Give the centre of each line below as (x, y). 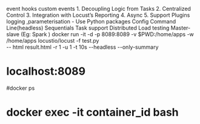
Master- (181, 28)
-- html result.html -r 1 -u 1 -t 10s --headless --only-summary (82, 47)
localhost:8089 (46, 71)
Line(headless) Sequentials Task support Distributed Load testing (88, 28)
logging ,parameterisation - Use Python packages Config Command (91, 21)
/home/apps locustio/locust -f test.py (53, 41)
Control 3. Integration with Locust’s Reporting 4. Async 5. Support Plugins (98, 15)
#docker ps (21, 88)
